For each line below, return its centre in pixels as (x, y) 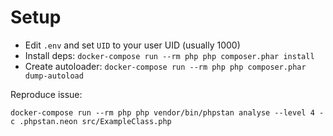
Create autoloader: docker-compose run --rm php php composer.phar (165, 66)
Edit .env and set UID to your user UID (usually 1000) (132, 45)
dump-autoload (54, 76)
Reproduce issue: (46, 94)
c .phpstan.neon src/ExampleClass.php (91, 121)
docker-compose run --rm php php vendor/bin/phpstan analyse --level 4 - (167, 112)
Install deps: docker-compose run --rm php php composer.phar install (169, 55)
